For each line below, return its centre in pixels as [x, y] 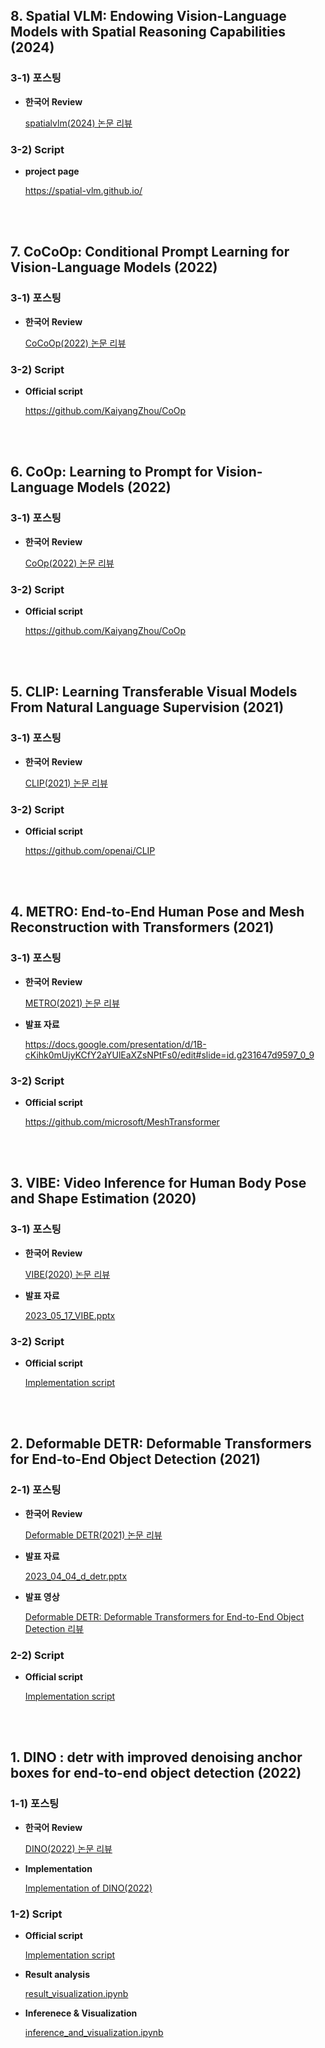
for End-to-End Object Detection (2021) [135, 1459]
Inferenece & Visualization [81, 2013]
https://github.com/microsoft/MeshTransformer [122, 1121]
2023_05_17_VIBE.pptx [70, 1315]
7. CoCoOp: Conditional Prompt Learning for [150, 252]
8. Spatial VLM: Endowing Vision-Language [148, 16]
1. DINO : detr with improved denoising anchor [156, 1757]
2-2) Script [37, 1655]
